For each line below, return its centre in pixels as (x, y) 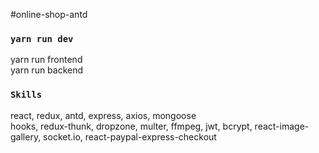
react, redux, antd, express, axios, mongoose (103, 115)
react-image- (282, 126)
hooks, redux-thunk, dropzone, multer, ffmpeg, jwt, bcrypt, (131, 126)
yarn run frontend (46, 60)
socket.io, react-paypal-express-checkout (130, 136)
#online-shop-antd (49, 14)
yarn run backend (47, 70)
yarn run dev (42, 38)
